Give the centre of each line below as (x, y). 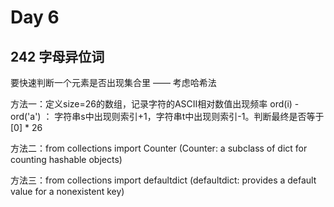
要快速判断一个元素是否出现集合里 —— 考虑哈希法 (113, 82)
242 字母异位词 (57, 56)
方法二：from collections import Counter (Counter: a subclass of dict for (159, 148)
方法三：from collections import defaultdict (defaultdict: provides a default (163, 180)
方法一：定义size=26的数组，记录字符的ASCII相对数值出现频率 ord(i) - (155, 104)
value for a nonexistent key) (67, 191)
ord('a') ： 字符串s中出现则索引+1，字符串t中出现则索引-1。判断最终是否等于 (167, 116)
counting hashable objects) (66, 159)
